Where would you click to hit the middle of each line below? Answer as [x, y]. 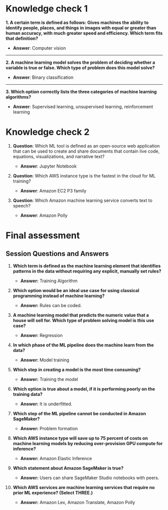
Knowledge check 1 [47, 9]
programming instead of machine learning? [59, 296]
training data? [28, 394]
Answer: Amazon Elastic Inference [56, 458]
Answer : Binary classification [43, 77]
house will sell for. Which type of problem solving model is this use [83, 320]
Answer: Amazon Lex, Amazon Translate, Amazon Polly [78, 502]
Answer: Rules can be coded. [51, 305]
